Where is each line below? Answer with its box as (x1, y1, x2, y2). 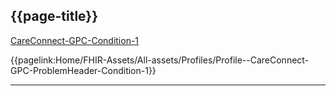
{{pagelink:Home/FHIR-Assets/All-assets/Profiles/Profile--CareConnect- (10, 54, 310, 66)
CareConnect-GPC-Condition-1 (10, 34, 140, 46)
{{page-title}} (10, 8, 99, 25)
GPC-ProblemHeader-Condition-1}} (10, 64, 157, 76)
